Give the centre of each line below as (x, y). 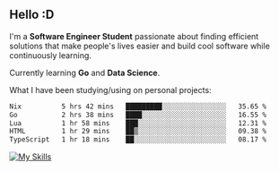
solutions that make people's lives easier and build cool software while (140, 46)
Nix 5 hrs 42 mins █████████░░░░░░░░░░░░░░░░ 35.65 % (138, 107)
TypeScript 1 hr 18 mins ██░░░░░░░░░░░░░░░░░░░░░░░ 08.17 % (138, 140)
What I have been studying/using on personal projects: (111, 90)
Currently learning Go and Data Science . (85, 73)
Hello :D (32, 15)
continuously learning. (51, 55)
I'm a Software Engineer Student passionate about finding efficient (134, 36)
